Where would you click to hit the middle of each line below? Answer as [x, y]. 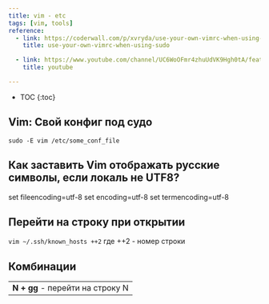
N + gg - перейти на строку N [71, 288]
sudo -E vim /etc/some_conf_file [64, 141]
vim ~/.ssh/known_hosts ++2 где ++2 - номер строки [97, 242]
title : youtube [48, 68]
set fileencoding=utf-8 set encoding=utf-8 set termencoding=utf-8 [119, 197]
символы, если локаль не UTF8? [94, 178]
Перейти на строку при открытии [97, 222]
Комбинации [42, 266]
